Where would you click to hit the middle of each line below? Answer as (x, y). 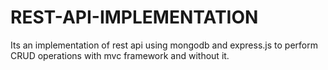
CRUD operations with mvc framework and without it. (120, 55)
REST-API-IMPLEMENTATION (134, 17)
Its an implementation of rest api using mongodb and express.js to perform (164, 45)
